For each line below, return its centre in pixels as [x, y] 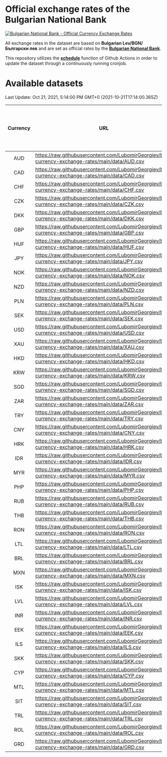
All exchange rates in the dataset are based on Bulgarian [63, 43]
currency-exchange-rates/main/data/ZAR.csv [89, 404]
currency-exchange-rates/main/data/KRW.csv [90, 375]
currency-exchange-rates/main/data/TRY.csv [89, 419]
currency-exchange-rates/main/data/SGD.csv [90, 390]
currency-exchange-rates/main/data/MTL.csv [90, 690]
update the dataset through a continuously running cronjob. [66, 63]
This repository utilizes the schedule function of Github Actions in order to [81, 58]
